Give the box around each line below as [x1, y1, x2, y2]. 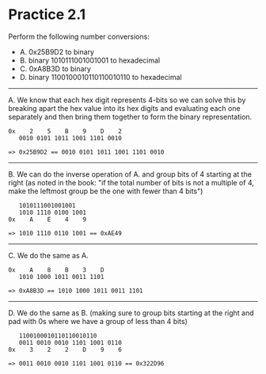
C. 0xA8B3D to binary [19, 63, 91, 73]
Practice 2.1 [8, 6, 86, 24]
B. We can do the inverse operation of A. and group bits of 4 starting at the [8, 169, 252, 179]
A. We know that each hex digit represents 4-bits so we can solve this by [8, 95, 246, 105]
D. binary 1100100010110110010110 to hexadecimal [19, 72, 182, 82]
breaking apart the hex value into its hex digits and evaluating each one [8, 103, 241, 113]
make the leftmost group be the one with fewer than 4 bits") [8, 186, 203, 196]
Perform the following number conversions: [8, 32, 150, 41]
